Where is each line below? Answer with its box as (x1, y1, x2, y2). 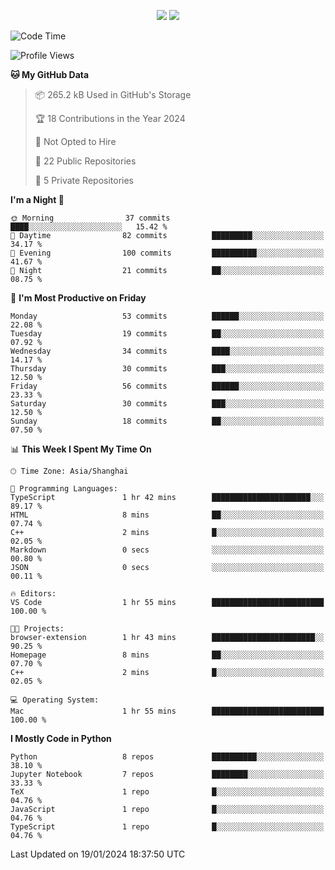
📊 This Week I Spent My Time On (10, 443, 152, 455)
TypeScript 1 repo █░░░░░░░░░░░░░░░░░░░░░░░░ (10, 822, 325, 832)
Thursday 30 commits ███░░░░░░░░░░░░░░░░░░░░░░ (10, 364, 325, 374)
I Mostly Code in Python (10, 733, 112, 744)
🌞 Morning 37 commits (10, 213, 171, 223)
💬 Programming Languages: (10, 484, 118, 494)
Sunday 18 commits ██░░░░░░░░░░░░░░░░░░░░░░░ (10, 416, 325, 426)
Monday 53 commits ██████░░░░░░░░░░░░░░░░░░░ (10, 311, 325, 321)
